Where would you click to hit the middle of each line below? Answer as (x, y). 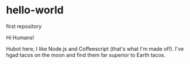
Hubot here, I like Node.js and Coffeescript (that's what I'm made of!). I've (95, 49)
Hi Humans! (20, 37)
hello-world (35, 10)
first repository (24, 26)
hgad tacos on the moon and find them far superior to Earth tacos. (86, 55)
